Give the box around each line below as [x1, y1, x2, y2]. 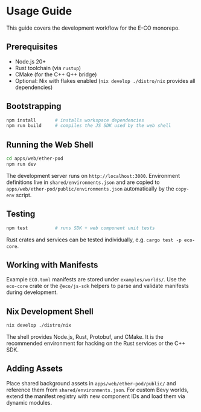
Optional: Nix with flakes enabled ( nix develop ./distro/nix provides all [14, 77, 196, 84]
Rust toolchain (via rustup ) [14, 64, 81, 71]
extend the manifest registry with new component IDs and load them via [6, 392, 185, 400]
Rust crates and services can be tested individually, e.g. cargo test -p [6, 236, 182, 243]
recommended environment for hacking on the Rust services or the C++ [6, 340, 186, 347]
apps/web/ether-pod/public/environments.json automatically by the [6, 185, 174, 192]
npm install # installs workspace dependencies [6, 117, 145, 123]
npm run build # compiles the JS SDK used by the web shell [6, 123, 171, 129]
